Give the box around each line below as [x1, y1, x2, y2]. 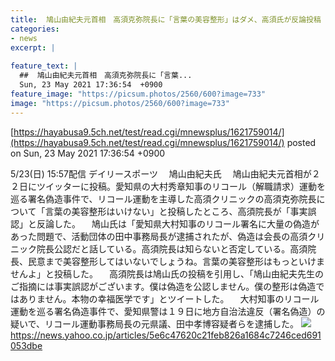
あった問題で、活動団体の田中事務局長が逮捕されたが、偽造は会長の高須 [10, 230, 308, 242]
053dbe [10, 339, 43, 351]
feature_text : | [10, 61, 78, 71]
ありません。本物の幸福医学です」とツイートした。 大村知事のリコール [18, 292, 320, 305]
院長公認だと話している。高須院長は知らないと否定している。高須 [36, 242, 308, 255]
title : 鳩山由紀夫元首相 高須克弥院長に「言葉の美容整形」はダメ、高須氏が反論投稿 [10, 14, 322, 25]
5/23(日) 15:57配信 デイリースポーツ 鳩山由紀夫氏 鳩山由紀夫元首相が [10, 167, 312, 180]
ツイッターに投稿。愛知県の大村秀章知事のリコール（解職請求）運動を [36, 180, 326, 192]
